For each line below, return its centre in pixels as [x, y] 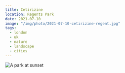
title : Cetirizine [24, 10]
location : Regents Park [30, 14]
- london [19, 33]
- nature [19, 42]
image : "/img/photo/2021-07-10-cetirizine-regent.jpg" [63, 23]
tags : [11, 28]
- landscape [22, 46]
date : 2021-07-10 [23, 19]
